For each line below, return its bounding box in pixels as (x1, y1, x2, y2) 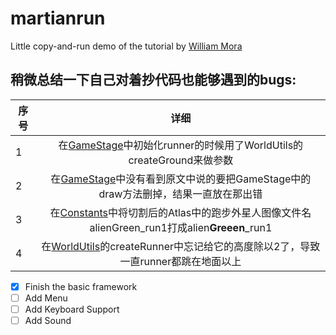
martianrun (10, 7, 106, 30)
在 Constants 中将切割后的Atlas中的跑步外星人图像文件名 (49, 205, 312, 219)
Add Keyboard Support (24, 303, 120, 315)
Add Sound (24, 314, 72, 326)
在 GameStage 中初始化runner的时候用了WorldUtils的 (58, 138, 304, 152)
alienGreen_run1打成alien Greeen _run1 (89, 220, 273, 234)
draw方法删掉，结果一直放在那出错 (98, 187, 263, 201)
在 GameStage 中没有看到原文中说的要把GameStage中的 (50, 172, 312, 186)
